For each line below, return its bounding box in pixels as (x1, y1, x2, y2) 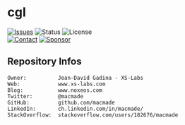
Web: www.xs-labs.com (7, 81, 106, 88)
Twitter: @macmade (7, 93, 83, 100)
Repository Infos (7, 56, 82, 68)
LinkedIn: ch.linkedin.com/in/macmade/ (7, 105, 143, 112)
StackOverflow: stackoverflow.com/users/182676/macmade (7, 111, 179, 119)
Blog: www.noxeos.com (7, 86, 102, 94)
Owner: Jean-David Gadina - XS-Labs (7, 74, 143, 81)
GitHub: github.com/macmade (7, 99, 115, 106)
